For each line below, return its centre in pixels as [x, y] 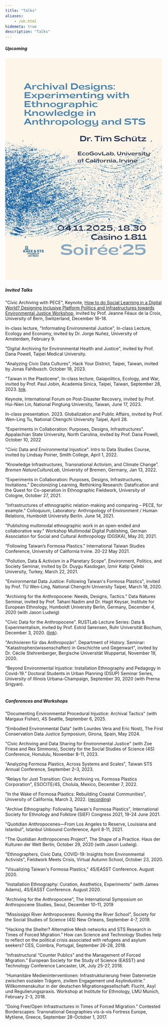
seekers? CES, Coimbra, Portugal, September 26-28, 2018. [66, 945]
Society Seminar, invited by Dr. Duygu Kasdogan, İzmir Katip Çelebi [75, 566]
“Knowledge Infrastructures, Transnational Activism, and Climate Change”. [82, 465]
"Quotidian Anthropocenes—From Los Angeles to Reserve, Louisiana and [81, 824]
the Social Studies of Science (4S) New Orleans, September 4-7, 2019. [78, 920]
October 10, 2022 [23, 440]
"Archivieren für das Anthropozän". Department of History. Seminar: [75, 643]
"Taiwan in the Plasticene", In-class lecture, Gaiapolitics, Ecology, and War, [82, 379]
